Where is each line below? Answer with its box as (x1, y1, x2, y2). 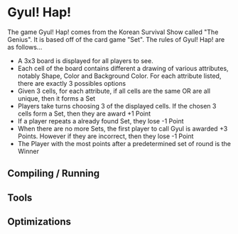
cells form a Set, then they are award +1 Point (17, 109, 151, 118)
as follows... (7, 43, 43, 51)
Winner (17, 147, 39, 155)
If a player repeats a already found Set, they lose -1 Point (17, 116, 184, 125)
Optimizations (7, 216, 71, 228)
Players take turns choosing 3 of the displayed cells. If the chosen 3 (17, 101, 217, 110)
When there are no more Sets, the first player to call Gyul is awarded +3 (17, 124, 228, 133)
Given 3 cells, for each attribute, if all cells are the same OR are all (17, 87, 211, 95)
